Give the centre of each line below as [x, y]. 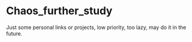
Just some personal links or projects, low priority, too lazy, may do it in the [96, 27]
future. [14, 33]
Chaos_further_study [59, 11]
